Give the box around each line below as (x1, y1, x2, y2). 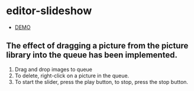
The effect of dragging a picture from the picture (6, 41, 189, 51)
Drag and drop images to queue (14, 66, 93, 73)
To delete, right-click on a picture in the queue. (14, 72, 130, 79)
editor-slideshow (6, 4, 92, 18)
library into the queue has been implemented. (6, 50, 177, 60)
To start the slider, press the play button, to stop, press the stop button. (14, 78, 188, 85)
